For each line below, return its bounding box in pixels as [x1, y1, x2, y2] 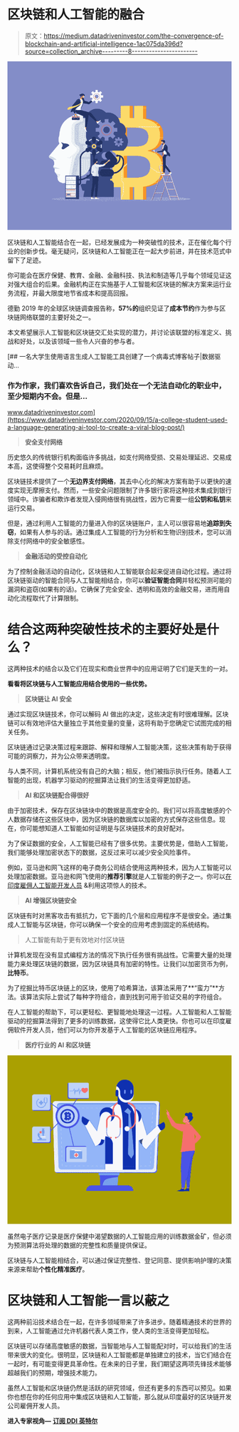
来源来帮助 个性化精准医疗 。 [7, 1265, 89, 1274]
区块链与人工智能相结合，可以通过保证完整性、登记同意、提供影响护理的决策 [7, 1256, 232, 1265]
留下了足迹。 [7, 255, 45, 264]
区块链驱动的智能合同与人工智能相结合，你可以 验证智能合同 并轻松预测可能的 [7, 576, 232, 585]
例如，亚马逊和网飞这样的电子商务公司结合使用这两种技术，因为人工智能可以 [7, 863, 232, 872]
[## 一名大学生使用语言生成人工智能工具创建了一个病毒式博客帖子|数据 [7, 352, 215, 360]
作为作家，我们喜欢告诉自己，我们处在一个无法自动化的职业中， [7, 380, 226, 390]
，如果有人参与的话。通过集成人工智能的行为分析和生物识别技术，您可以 [14, 528, 225, 537]
